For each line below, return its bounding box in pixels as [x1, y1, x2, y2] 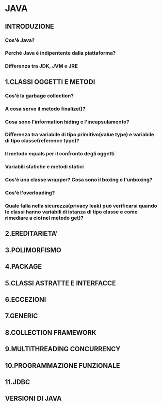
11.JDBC [5, 378, 30, 386]
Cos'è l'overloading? [5, 190, 55, 196]
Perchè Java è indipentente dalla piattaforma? [5, 49, 116, 56]
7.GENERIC [5, 312, 38, 320]
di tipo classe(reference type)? [5, 137, 80, 144]
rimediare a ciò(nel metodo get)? [5, 214, 84, 221]
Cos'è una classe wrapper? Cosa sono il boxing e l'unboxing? [5, 177, 153, 183]
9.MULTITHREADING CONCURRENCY [5, 345, 121, 353]
